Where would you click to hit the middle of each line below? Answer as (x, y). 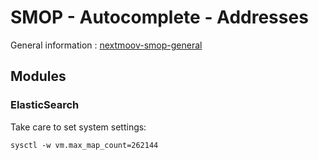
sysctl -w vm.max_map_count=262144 (84, 145)
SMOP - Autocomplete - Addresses (159, 17)
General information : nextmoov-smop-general (106, 45)
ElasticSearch (45, 105)
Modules (38, 76)
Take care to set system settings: (78, 127)
